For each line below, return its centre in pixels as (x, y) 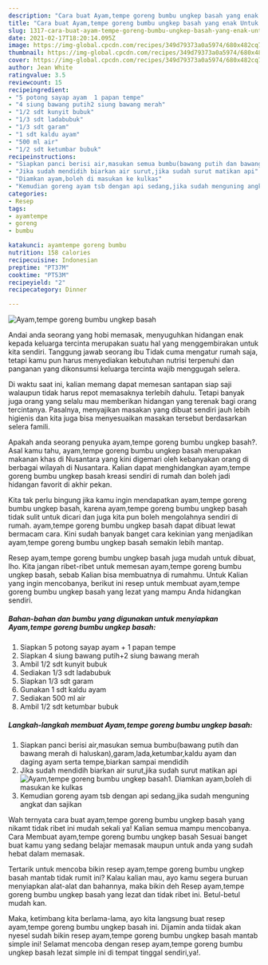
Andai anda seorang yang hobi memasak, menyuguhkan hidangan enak (126, 335)
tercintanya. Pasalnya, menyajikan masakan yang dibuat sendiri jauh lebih (129, 410)
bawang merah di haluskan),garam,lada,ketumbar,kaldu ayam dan (128, 753)
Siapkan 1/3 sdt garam (57, 681)
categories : (28, 194)
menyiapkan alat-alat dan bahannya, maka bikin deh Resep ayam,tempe (126, 886)
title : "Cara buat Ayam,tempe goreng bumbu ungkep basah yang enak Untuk (134, 23)
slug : (17, 30)
